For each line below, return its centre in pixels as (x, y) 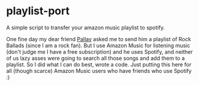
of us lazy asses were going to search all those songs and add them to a (96, 58)
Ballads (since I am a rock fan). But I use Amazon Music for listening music (98, 45)
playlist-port (38, 11)
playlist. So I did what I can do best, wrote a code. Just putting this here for (99, 64)
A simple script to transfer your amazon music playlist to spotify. (85, 27)
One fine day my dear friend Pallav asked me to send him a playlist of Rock (99, 39)
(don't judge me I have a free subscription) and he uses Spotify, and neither (99, 51)
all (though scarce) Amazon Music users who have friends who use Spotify (99, 70)
